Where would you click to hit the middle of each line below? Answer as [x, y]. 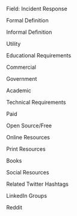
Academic [19, 91]
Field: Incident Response [37, 9]
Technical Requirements [36, 102]
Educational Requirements [39, 56]
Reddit [14, 207]
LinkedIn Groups [26, 196]
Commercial [21, 67]
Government [22, 79]
